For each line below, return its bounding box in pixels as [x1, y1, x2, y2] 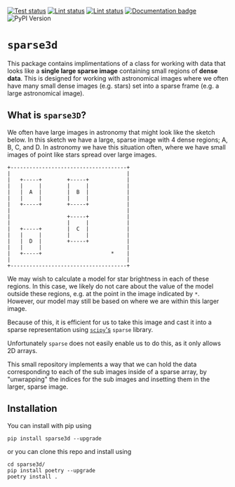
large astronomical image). [7, 88, 85, 98]
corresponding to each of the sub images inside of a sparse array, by [7, 367, 207, 375]
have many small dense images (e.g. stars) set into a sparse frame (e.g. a [7, 81, 220, 90]
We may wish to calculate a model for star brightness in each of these [7, 274, 209, 283]
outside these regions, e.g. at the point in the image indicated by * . [7, 289, 200, 298]
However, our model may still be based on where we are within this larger [7, 297, 220, 305]
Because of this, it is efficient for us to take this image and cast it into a [7, 318, 212, 326]
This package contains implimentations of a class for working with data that [7, 59, 226, 67]
